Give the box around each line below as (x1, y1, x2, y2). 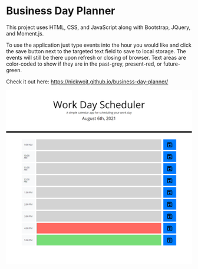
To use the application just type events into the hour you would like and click (6, 41, 192, 48)
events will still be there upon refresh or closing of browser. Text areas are (6, 54, 187, 61)
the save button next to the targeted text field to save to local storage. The (6, 47, 187, 54)
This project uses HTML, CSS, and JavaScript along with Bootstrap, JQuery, (6, 24, 191, 31)
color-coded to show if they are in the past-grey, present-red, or (6, 60, 162, 67)
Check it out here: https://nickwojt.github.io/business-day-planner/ (6, 78, 169, 85)
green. (6, 66, 22, 73)
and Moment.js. (6, 30, 44, 37)
